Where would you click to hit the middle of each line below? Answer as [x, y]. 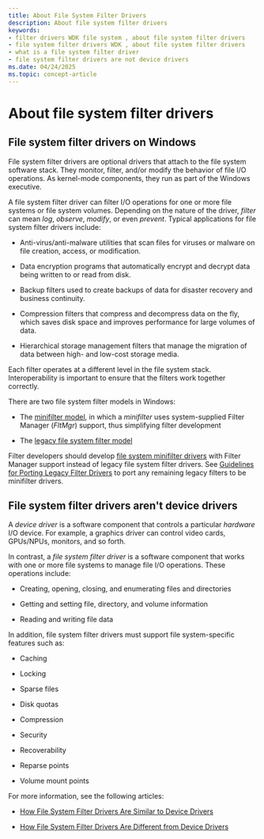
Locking [33, 674]
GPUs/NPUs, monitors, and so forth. [67, 541]
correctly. [24, 386]
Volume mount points [54, 781]
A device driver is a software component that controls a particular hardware [132, 525]
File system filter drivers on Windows [102, 143]
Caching [33, 658]
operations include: [40, 574]
